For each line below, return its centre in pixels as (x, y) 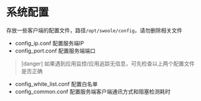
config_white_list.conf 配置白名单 (56, 84)
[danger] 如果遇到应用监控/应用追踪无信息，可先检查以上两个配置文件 (108, 64)
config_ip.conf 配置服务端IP (49, 43)
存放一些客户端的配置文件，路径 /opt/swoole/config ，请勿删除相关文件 (94, 30)
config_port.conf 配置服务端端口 (55, 50)
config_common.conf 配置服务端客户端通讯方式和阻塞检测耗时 (93, 91)
